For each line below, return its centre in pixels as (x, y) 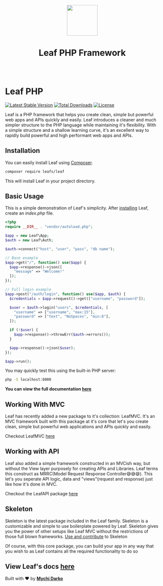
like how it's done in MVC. (31, 484)
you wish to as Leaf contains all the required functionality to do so (71, 551)
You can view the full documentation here (48, 389)
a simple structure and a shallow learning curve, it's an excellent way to (77, 130)
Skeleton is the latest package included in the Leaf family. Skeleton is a (77, 521)
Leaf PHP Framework (82, 53)
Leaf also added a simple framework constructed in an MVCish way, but (78, 463)
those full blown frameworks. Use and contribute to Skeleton (66, 537)
